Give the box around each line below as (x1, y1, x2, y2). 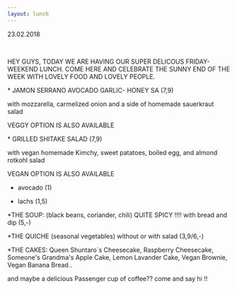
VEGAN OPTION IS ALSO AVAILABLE (7, 169, 115, 178)
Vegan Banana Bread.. (7, 260, 72, 269)
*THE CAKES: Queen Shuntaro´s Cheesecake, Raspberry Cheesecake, (7, 245, 214, 254)
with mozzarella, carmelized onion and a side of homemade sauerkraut (7, 100, 214, 108)
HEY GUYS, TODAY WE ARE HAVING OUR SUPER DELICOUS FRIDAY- (7, 57, 210, 66)
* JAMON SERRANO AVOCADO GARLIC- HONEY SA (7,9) (7, 86, 174, 94)
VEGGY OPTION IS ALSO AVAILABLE (7, 121, 115, 129)
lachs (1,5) (17, 197, 48, 205)
